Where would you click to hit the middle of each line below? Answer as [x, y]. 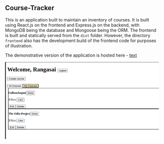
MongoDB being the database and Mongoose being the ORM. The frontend [81, 30]
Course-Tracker [30, 8]
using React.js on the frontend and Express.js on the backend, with [72, 25]
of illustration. [19, 45]
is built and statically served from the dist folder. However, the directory [78, 35]
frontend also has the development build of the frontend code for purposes [81, 41]
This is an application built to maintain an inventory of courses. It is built [77, 20]
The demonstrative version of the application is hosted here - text [71, 55]
